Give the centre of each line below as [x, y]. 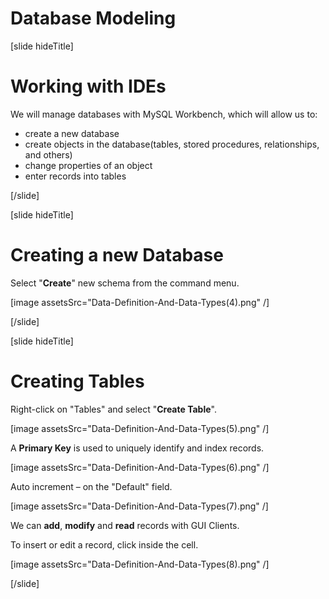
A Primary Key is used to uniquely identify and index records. [137, 448]
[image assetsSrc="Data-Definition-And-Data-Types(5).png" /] [140, 428]
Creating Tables [77, 381]
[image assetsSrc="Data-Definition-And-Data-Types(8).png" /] [140, 564]
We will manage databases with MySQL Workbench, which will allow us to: [164, 114]
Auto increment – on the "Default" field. [91, 486]
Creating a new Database [117, 255]
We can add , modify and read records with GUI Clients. [125, 525]
